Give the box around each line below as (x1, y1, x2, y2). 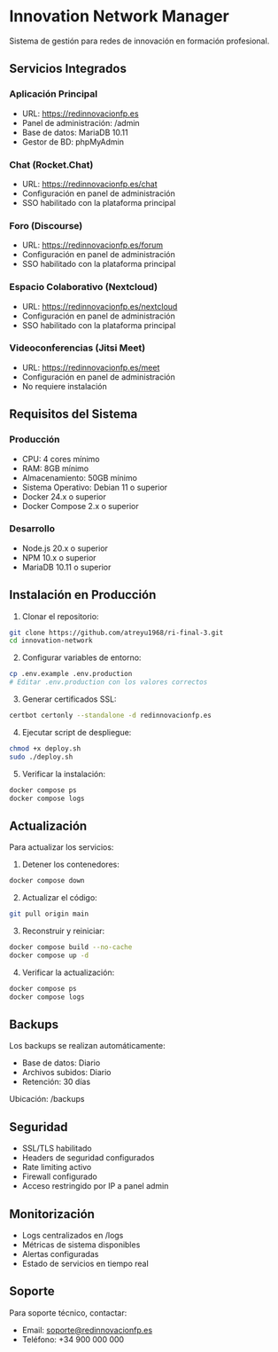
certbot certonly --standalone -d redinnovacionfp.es (9, 711, 212, 720)
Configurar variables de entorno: (21, 652, 142, 663)
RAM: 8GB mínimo (21, 463, 89, 474)
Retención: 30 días (21, 1076, 91, 1088)
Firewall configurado (21, 1171, 97, 1182)
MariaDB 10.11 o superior (21, 562, 112, 572)
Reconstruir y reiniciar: (21, 925, 105, 937)
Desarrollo (9, 523, 56, 535)
